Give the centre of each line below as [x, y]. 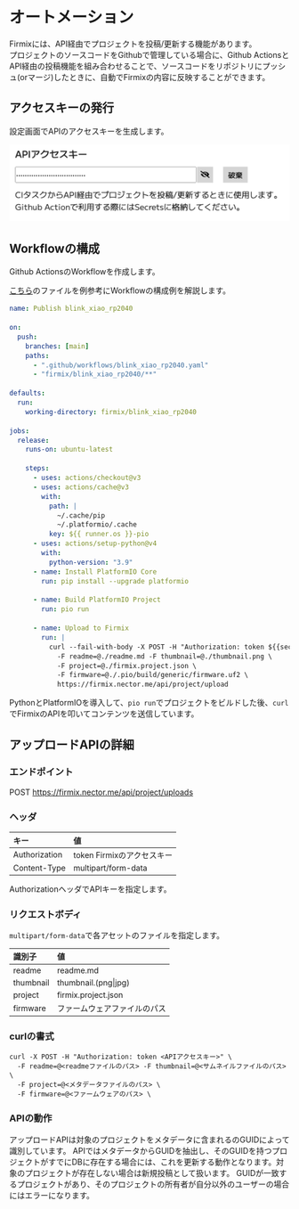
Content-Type [40, 868]
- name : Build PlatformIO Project [97, 600]
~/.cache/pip [81, 515]
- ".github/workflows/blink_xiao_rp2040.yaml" [121, 365]
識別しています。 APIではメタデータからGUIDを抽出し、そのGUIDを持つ [141, 1150]
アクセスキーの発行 [61, 108]
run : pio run [65, 609]
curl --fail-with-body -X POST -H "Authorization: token [157, 647]
